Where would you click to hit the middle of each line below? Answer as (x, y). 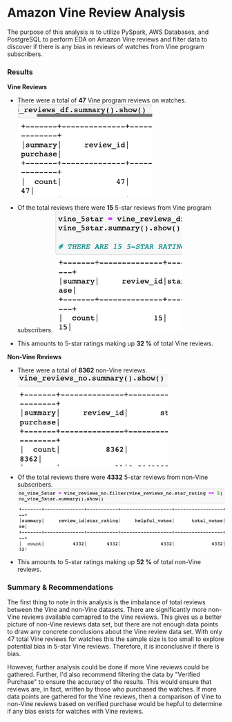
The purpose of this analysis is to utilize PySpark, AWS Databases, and (108, 32)
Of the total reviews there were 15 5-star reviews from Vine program (114, 208)
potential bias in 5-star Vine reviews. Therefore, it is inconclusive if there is (113, 646)
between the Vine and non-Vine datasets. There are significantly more (107, 609)
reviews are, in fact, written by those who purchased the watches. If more (112, 689)
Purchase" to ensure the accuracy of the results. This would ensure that (109, 682)
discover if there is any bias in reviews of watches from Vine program (106, 46)
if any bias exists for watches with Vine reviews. (75, 711)
